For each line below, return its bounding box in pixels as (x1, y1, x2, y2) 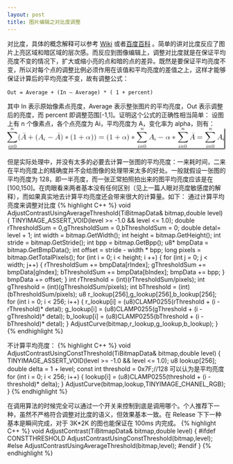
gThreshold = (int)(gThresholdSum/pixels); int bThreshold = (7, 282, 177, 291)
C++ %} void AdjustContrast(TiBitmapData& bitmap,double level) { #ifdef (7, 426, 216, 435)
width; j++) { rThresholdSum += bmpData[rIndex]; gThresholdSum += (7, 260, 207, 269)
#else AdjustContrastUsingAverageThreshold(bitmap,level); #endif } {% (7, 441, 212, 449)
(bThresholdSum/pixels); (7, 290, 78, 298)
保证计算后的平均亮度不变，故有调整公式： (7, 74, 129, 83)
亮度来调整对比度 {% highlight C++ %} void (7, 201, 131, 209)
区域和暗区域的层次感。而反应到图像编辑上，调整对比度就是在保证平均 (25, 48, 226, 56)
